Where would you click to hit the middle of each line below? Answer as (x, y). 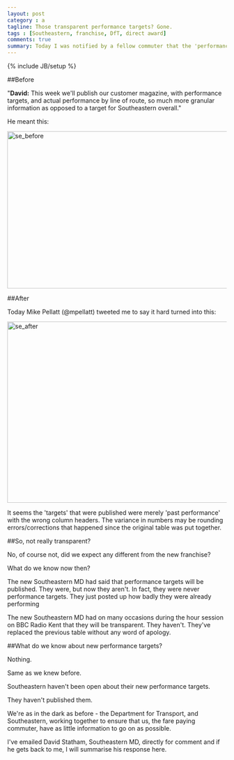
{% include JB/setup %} (42, 66)
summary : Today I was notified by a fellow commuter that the (99, 46)
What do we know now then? (49, 568)
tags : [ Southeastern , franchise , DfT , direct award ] (87, 33)
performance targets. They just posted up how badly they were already (109, 597)
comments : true (29, 40)
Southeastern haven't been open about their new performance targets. (109, 686)
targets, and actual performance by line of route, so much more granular (111, 101)
